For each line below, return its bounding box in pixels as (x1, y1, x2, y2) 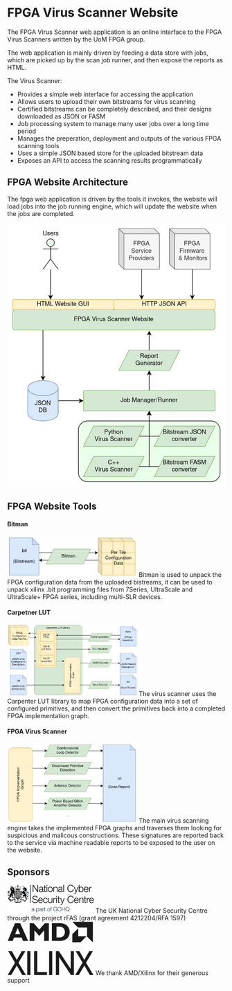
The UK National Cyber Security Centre (95, 907, 208, 915)
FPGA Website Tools (7, 501, 97, 512)
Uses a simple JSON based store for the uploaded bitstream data (17, 149, 204, 157)
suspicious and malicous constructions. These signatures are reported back (7, 831, 224, 839)
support (7, 976, 30, 985)
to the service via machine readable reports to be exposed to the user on (7, 839, 215, 847)
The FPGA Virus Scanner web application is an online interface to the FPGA (7, 28, 222, 36)
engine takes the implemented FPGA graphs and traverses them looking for (7, 824, 222, 832)
